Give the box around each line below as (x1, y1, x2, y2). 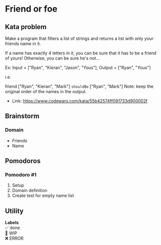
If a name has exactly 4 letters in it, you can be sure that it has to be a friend (5, 50, 157, 56)
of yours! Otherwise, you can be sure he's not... (5, 55, 100, 61)
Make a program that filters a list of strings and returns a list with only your (5, 35, 154, 41)
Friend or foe (5, 3, 58, 15)
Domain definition (12, 188, 47, 194)
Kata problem (5, 23, 47, 31)
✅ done (5, 225, 20, 231)
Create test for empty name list (12, 193, 74, 198)
